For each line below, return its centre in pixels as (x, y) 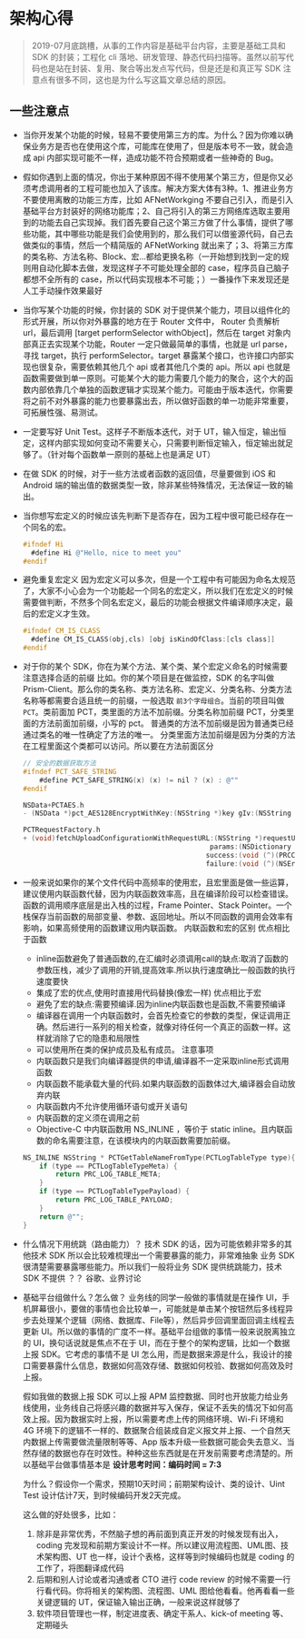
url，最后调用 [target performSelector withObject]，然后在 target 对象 (152, 332)
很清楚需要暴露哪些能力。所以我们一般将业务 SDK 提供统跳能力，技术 (152, 1266)
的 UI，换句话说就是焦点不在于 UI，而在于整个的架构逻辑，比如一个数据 (156, 1342)
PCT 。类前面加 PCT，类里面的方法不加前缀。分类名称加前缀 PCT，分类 (154, 712)
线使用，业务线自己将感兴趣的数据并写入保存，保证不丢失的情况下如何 (154, 1407)
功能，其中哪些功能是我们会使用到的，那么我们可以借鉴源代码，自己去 (162, 234)
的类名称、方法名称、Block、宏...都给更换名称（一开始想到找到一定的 (152, 256)
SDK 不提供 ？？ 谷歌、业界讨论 (82, 1278)
